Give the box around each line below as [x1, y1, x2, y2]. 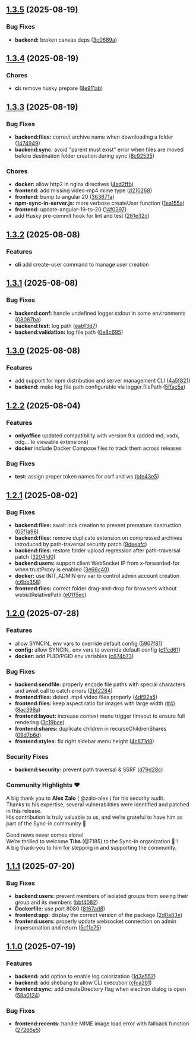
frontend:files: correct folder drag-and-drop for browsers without [14, 585, 177, 592]
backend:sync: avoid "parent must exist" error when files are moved [14, 146, 184, 154]
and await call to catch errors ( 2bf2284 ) [14, 687, 113, 694]
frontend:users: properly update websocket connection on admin [14, 918, 177, 925]
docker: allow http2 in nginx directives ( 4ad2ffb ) [14, 181, 134, 188]
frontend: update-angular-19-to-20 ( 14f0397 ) [14, 206, 127, 213]
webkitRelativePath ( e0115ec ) [14, 592, 87, 599]
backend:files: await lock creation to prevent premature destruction [14, 522, 182, 529]
